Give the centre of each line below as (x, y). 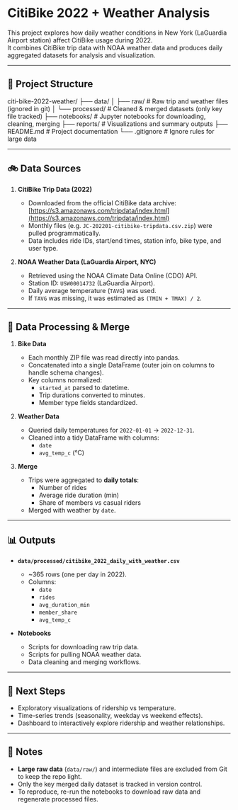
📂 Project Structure (50, 84)
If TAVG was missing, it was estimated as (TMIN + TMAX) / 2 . (115, 298)
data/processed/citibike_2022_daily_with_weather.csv (98, 561)
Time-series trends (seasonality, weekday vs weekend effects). (110, 715)
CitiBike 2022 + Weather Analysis (109, 13)
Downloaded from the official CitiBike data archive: (102, 202)
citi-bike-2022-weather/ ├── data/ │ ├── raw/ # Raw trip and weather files (118, 101)
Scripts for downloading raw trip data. (84, 647)
